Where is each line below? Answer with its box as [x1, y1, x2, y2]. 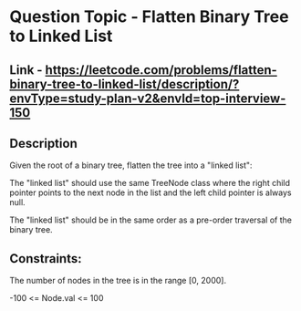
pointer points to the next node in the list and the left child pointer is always [9, 187, 292, 198]
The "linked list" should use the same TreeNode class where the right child [9, 178, 290, 189]
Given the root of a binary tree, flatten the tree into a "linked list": [9, 160, 253, 171]
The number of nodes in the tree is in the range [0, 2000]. [9, 275, 226, 286]
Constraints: [9, 251, 82, 266]
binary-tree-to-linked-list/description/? [9, 76, 240, 92]
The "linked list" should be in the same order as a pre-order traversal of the [9, 214, 292, 225]
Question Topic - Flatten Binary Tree [9, 6, 289, 27]
